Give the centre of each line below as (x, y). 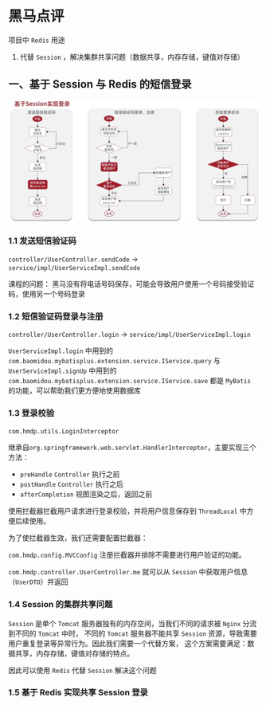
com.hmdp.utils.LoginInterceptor (64, 432)
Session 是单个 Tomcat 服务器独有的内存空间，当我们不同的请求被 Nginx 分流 (133, 623)
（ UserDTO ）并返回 (39, 582)
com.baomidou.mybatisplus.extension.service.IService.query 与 (114, 360)
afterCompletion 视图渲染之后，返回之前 (86, 494)
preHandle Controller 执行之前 (70, 474)
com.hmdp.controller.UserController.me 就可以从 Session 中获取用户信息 (128, 572)
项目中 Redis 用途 (37, 40)
